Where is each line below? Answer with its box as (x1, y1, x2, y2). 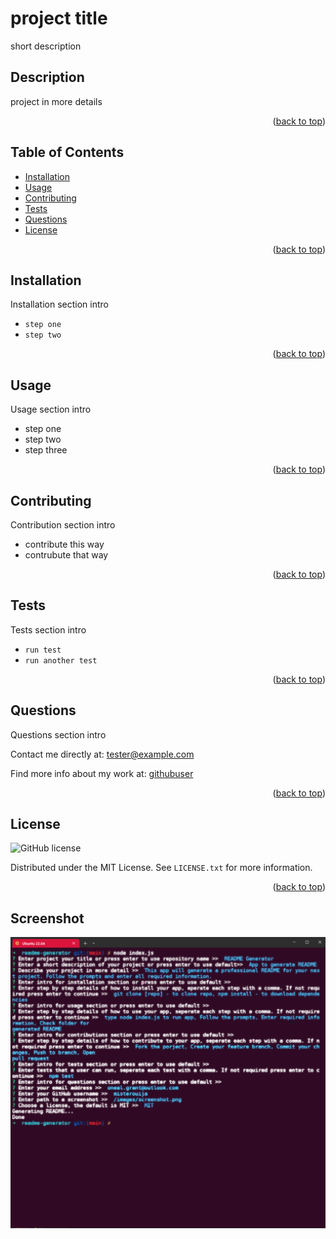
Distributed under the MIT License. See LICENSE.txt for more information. (10, 862, 313, 874)
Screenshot (10, 910, 85, 927)
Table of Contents (10, 144, 125, 161)
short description (10, 40, 82, 52)
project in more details (10, 95, 103, 107)
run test (24, 645, 62, 655)
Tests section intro (10, 623, 87, 636)
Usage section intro (10, 403, 92, 416)
